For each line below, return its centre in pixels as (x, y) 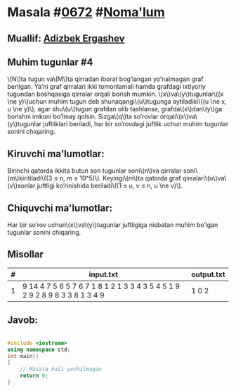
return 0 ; (34, 376)
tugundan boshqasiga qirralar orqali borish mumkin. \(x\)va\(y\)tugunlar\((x (116, 94)
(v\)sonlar (21, 186)
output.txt (208, 274)
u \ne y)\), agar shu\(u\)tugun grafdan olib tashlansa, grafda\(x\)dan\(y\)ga (115, 109)
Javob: (23, 320)
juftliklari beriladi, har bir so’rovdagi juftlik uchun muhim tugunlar (136, 124)
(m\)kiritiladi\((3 (30, 178)
